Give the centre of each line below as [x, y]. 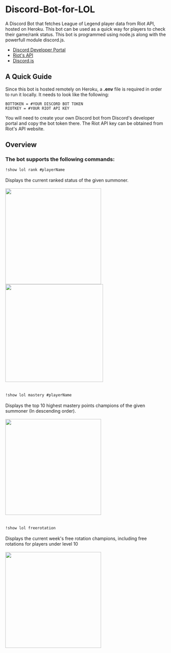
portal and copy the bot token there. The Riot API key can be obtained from [84, 123]
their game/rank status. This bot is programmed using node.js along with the [86, 34]
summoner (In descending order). [41, 411]
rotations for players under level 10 [42, 544]
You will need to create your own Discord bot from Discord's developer [80, 118]
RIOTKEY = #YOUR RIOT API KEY [38, 108]
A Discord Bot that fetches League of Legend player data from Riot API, [80, 24]
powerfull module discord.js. [35, 40]
